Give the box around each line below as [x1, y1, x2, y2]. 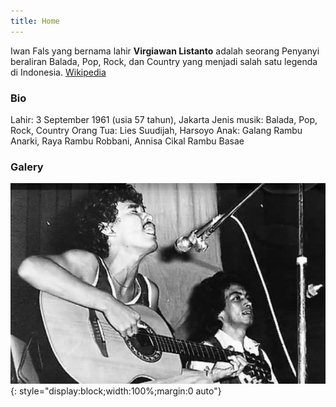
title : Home [10, 16, 60, 26]
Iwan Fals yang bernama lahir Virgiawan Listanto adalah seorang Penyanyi [10, 45, 320, 57]
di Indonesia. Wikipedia [10, 66, 107, 78]
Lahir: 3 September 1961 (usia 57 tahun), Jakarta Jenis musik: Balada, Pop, [10, 113, 318, 125]
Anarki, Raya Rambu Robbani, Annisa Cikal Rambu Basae [10, 135, 245, 147]
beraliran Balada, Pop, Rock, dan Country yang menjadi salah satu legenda [10, 55, 318, 67]
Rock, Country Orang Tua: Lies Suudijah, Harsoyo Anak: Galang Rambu [10, 124, 303, 136]
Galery [10, 160, 44, 174]
